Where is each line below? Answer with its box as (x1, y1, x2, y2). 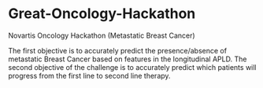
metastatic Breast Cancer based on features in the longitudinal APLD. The (8, 54, 247, 64)
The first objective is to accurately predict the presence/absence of (8, 46, 227, 55)
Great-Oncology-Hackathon (8, 5, 196, 23)
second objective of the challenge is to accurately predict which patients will (8, 62, 257, 71)
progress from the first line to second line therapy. (8, 71, 171, 80)
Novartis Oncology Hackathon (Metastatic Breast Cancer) (8, 31, 195, 40)
